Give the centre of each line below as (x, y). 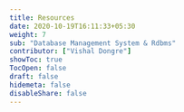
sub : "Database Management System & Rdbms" (93, 43)
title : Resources (42, 18)
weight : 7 (28, 34)
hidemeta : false (40, 85)
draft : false (34, 77)
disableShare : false (48, 93)
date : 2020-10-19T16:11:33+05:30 (73, 26)
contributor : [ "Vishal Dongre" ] (70, 51)
